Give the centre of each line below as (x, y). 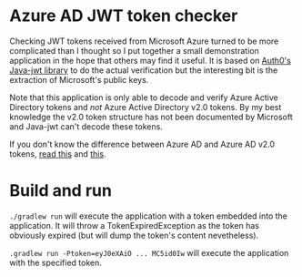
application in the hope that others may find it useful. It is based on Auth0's (150, 60)
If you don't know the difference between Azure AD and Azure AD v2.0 (142, 144)
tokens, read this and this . (58, 154)
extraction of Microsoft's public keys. (79, 79)
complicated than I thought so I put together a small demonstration (134, 50)
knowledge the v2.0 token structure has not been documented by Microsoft (151, 117)
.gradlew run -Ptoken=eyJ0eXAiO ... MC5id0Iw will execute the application (149, 252)
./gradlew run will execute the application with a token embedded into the (149, 216)
